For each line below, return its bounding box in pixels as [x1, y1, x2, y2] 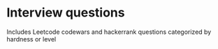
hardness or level [6, 35, 57, 43]
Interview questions [6, 5, 125, 21]
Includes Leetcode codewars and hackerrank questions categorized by [6, 28, 212, 36]
